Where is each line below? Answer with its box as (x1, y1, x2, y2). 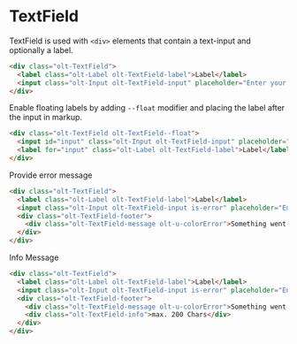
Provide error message (9, 170, 93, 180)
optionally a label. (9, 44, 73, 55)
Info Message (9, 252, 59, 263)
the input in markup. (9, 112, 82, 123)
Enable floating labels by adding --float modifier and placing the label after (9, 103, 286, 113)
